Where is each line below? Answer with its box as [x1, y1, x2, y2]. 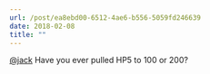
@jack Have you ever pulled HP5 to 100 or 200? [9, 55, 189, 66]
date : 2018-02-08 [9, 22, 75, 31]
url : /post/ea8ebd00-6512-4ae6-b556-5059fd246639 [9, 13, 202, 23]
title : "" [9, 30, 47, 39]
